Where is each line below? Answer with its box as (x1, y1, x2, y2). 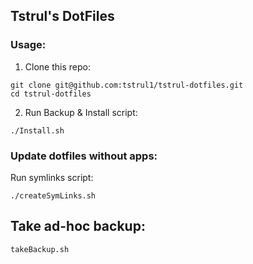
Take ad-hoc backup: (10, 218, 146, 235)
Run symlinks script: (10, 171, 94, 183)
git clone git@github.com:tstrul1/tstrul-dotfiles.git (10, 80, 244, 90)
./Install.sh (10, 125, 65, 136)
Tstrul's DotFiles (10, 8, 115, 25)
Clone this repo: (24, 60, 91, 73)
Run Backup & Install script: (24, 106, 138, 118)
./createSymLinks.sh (10, 190, 97, 201)
